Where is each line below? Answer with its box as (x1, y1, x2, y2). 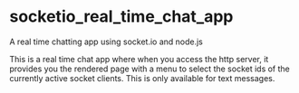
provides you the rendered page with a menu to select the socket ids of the (9, 63, 290, 74)
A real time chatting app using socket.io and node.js (9, 36, 204, 47)
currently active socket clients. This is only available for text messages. (9, 72, 275, 83)
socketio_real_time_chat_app (9, 6, 234, 27)
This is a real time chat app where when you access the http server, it (9, 53, 269, 64)
